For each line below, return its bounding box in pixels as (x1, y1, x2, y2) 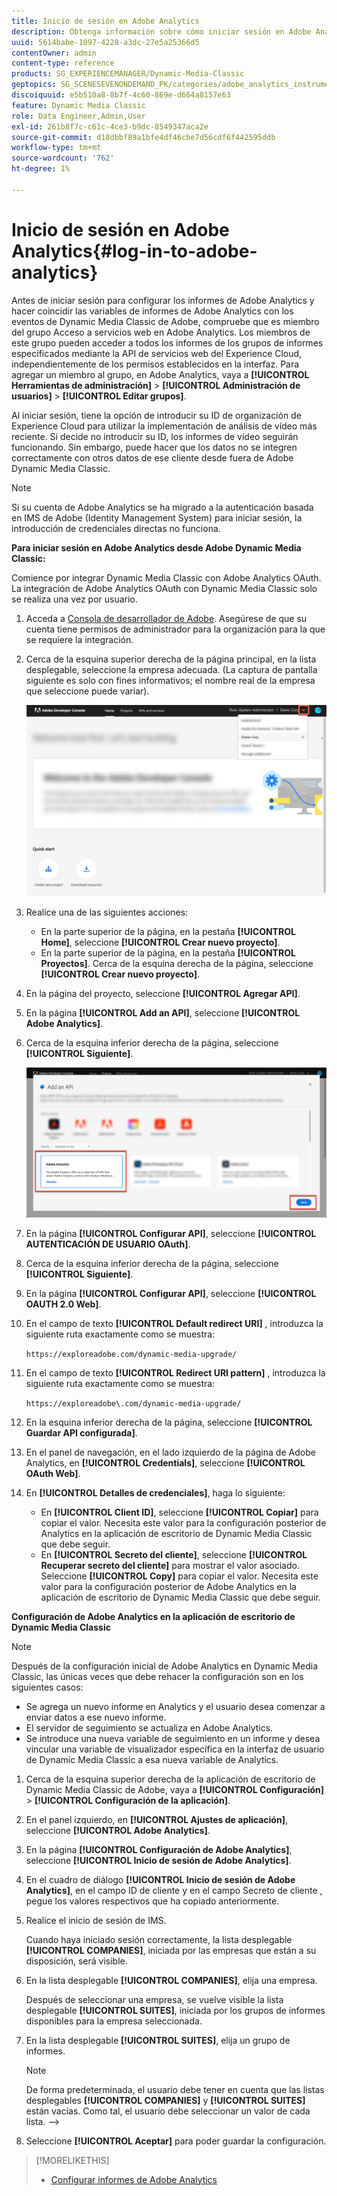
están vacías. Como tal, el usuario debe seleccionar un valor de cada (25, 2105, 311, 2117)
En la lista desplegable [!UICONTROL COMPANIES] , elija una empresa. (25, 1974, 318, 1986)
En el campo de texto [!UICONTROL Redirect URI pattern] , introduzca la (25, 1366, 326, 1379)
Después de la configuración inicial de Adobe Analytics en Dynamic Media (11, 1660, 318, 1672)
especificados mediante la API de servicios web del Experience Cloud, (11, 347, 303, 359)
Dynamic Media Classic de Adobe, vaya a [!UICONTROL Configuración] (25, 1783, 325, 1795)
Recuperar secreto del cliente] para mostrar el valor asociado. (40, 1559, 300, 1571)
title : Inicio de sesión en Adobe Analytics (11, 16, 200, 26)
